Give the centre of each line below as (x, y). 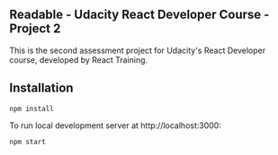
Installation (41, 88)
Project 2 (35, 29)
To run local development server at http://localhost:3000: (116, 125)
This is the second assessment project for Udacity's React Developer (138, 50)
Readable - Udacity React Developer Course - (139, 15)
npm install (31, 108)
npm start (28, 142)
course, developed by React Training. (79, 60)
